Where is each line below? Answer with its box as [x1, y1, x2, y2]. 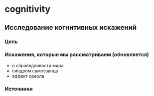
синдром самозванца [11, 68, 58, 74]
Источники [4, 85, 33, 92]
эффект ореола [11, 73, 44, 79]
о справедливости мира [11, 62, 64, 68]
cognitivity [4, 3, 51, 15]
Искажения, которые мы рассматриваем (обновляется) [4, 51, 149, 58]
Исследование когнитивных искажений [4, 23, 137, 32]
